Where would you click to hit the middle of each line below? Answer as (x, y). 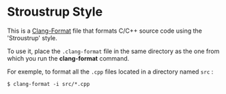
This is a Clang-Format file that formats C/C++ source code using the (105, 31)
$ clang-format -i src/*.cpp (48, 84)
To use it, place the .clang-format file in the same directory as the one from (113, 51)
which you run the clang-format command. (68, 58)
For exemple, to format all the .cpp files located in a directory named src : (110, 72)
